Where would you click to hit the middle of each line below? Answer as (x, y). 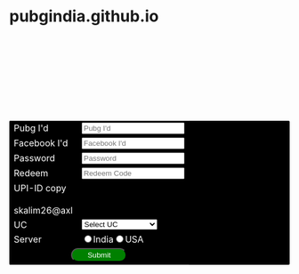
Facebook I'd (41, 143)
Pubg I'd (31, 128)
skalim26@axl (43, 210)
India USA (118, 239)
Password (35, 158)
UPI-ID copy (40, 188)
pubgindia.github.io (84, 16)
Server (28, 239)
